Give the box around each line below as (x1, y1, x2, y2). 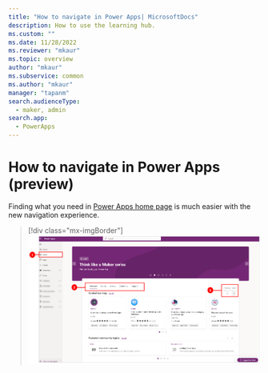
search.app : (8, 114, 48, 122)
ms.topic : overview (8, 55, 74, 63)
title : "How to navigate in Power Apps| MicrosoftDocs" (8, 13, 198, 21)
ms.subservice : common (8, 72, 84, 80)
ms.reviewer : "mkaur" (8, 46, 81, 55)
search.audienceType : (8, 97, 81, 106)
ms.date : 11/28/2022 (8, 38, 78, 46)
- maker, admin (15, 106, 66, 114)
